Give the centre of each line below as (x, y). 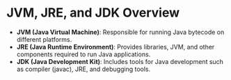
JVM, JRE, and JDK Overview (93, 13)
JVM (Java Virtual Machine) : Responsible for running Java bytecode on (120, 32)
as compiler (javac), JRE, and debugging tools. (83, 69)
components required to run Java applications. (83, 54)
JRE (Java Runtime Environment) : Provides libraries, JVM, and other (115, 47)
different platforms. (44, 39)
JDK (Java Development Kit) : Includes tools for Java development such (120, 61)
